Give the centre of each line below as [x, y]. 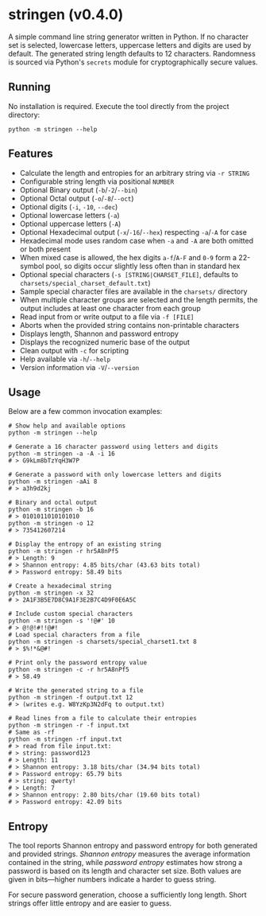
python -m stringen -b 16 [51, 510]
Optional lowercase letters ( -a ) [70, 215]
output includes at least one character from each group [110, 308]
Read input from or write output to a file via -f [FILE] [107, 317]
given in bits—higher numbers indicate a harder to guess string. [112, 879]
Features [31, 154]
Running [30, 87]
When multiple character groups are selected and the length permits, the [139, 299]
